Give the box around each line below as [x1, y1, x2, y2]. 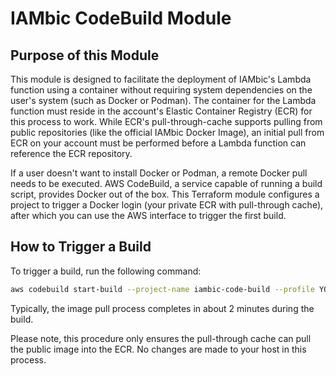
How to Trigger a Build [10, 238, 152, 256]
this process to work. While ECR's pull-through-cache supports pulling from [10, 116, 323, 127]
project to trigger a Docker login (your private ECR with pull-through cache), [10, 199, 324, 211]
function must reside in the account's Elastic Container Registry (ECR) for [10, 105, 313, 117]
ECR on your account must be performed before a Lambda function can [10, 137, 307, 149]
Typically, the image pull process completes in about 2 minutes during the [10, 302, 315, 314]
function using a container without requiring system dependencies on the [10, 84, 313, 96]
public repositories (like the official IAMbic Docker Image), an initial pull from [10, 127, 325, 138]
